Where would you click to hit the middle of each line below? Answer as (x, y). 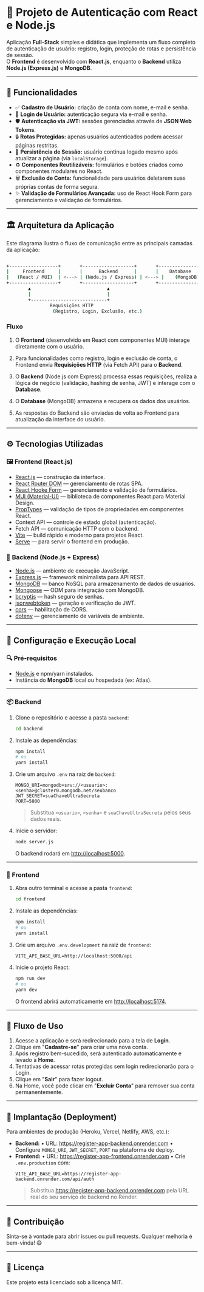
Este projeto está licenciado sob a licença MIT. (65, 1282)
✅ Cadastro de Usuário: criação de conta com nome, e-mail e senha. (102, 107)
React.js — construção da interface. (60, 477)
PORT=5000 (28, 801)
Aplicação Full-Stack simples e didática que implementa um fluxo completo (101, 42)
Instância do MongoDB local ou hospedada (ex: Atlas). (83, 680)
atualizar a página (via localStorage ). (61, 158)
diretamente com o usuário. (49, 346)
